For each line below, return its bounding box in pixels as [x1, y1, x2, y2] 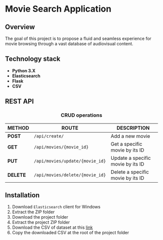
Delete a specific [111, 169, 149, 175]
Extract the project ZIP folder [12, 220, 70, 225]
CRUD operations [60, 112, 103, 119]
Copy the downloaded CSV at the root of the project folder [12, 230, 130, 236]
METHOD [7, 124, 30, 131]
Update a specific [111, 154, 151, 161]
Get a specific [111, 140, 143, 147]
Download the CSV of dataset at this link [12, 224, 93, 230]
